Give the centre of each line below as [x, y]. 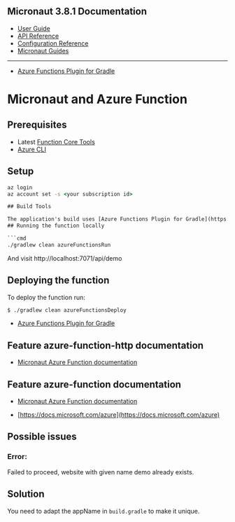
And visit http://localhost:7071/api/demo [65, 258]
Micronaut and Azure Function [97, 99]
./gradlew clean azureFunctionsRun [59, 245]
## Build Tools [29, 207]
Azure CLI [32, 149]
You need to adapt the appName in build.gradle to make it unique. [104, 511]
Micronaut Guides [43, 50]
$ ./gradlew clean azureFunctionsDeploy [67, 310]
